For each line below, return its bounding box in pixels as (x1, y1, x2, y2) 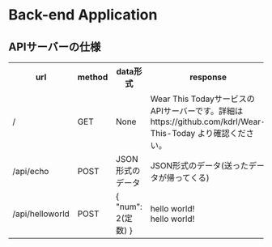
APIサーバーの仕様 (8, 40, 101, 53)
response (189, 71, 227, 83)
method (77, 71, 108, 83)
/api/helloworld (12, 208, 70, 219)
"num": (116, 201, 143, 212)
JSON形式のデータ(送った (150, 160, 249, 171)
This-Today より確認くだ (150, 128, 247, 138)
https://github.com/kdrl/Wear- (150, 116, 266, 127)
